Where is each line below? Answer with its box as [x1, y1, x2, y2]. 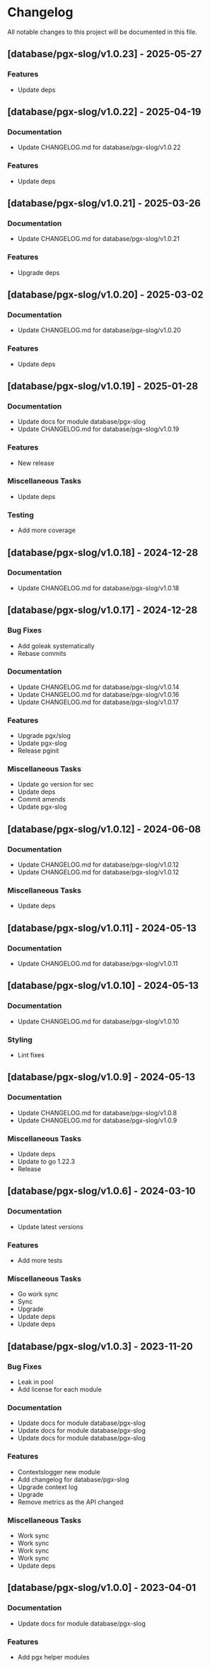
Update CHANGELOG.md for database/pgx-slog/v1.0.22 [17, 143, 181, 152]
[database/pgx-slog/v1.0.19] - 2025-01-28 [7, 380, 199, 392]
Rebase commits [17, 649, 66, 657]
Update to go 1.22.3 [17, 1157, 76, 1166]
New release [17, 459, 54, 467]
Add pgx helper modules [17, 1652, 90, 1661]
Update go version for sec [17, 780, 94, 789]
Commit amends [17, 795, 66, 804]
